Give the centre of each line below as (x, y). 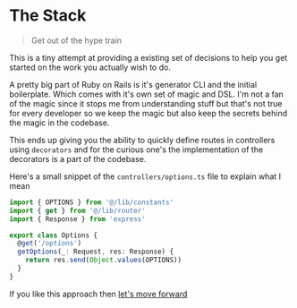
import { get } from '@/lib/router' (77, 210)
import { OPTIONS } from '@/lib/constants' (92, 202)
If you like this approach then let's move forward (98, 294)
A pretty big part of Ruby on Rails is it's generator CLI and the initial (133, 84)
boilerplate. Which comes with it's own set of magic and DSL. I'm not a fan (147, 94)
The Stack (48, 16)
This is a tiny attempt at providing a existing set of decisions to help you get (148, 57)
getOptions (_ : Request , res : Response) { (96, 252)
